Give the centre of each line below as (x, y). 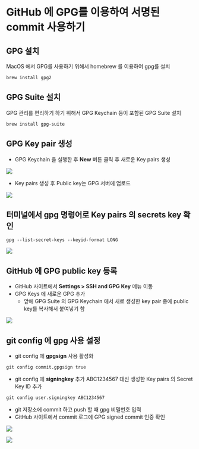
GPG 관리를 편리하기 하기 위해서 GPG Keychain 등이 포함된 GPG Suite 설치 (94, 113)
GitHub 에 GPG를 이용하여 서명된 (83, 12)
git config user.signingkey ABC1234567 (56, 398)
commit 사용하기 (46, 27)
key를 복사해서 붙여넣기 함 (54, 309)
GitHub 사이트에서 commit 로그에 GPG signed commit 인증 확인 (90, 417)
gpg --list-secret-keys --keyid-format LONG (62, 240)
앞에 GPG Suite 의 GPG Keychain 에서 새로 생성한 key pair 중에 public (106, 301)
